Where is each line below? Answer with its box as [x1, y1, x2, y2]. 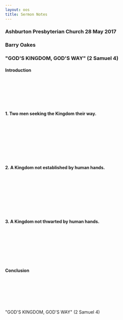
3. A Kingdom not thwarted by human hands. [5, 219, 100, 225]
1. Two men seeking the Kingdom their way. [5, 111, 97, 117]
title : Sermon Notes [5, 12, 48, 17]
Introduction [5, 67, 31, 73]
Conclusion [5, 267, 30, 273]
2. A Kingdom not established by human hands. [5, 165, 105, 171]
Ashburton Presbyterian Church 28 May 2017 [5, 28, 117, 35]
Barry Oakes [5, 42, 36, 49]
